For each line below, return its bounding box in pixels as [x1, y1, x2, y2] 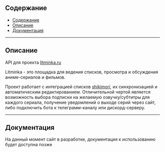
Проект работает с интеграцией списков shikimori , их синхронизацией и [5, 84, 158, 90]
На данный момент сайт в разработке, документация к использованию [5, 136, 156, 142]
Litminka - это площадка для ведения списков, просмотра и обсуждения [5, 69, 159, 75]
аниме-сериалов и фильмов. [5, 74, 66, 80]
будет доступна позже [5, 142, 53, 148]
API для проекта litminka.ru [5, 59, 61, 65]
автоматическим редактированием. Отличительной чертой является [5, 89, 151, 95]
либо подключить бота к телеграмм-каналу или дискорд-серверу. [5, 104, 146, 110]
